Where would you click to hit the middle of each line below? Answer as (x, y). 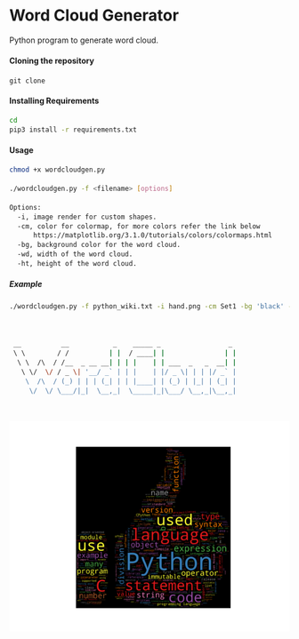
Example (26, 284)
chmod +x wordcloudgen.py (57, 170)
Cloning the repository (52, 60)
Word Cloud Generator (94, 16)
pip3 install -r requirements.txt (73, 130)
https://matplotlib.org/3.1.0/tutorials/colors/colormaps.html (153, 236)
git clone (28, 81)
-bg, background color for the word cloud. (99, 245)
